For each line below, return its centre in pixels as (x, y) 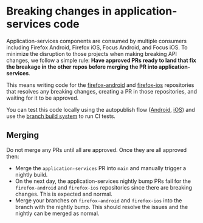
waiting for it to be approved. (43, 98)
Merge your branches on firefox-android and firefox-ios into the (98, 200)
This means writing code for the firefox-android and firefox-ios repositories (100, 85)
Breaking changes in (59, 11)
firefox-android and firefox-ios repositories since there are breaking (104, 187)
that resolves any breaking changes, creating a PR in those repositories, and (102, 91)
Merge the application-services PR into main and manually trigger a (101, 168)
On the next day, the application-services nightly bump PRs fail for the (103, 181)
